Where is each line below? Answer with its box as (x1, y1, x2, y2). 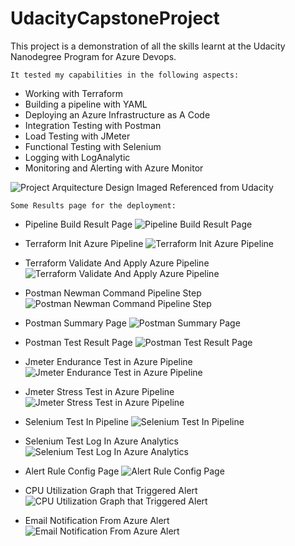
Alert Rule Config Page (24, 465, 120, 477)
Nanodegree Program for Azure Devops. (10, 50, 177, 62)
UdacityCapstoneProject (10, 7, 220, 30)
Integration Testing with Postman (24, 119, 162, 131)
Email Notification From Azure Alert (24, 514, 170, 526)
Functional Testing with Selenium (24, 140, 162, 152)
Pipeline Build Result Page (24, 218, 133, 230)
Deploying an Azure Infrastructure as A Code (24, 108, 211, 121)
